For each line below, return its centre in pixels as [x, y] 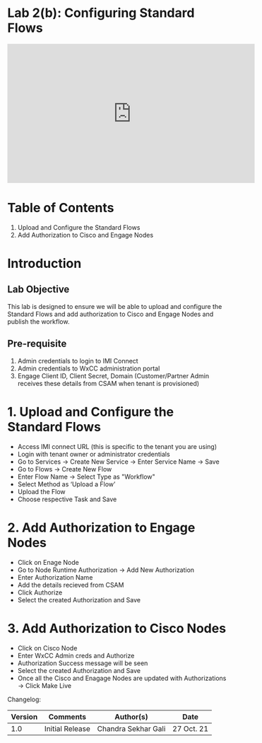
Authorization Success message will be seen [83, 663]
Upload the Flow [41, 491]
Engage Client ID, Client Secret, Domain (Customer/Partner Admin [113, 375]
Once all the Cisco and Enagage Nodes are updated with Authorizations [122, 678]
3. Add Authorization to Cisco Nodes [117, 628]
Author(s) [131, 717]
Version [24, 717]
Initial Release [67, 728]
